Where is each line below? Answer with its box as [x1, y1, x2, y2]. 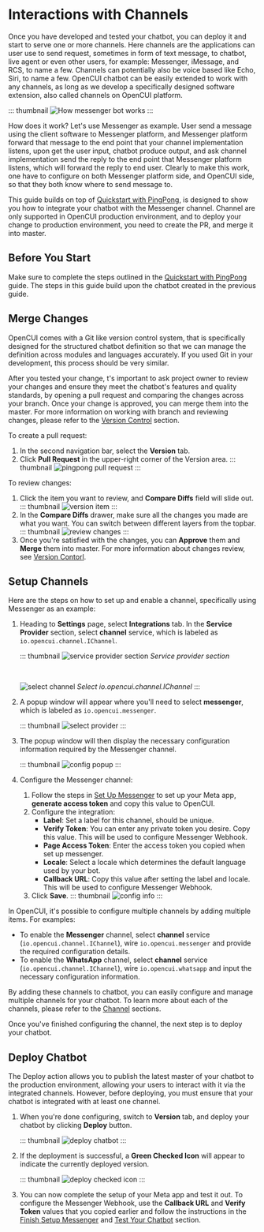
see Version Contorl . [19, 552, 87, 561]
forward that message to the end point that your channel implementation [8, 137, 244, 147]
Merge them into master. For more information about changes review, [19, 543, 246, 553]
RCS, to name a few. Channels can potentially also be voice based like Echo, [8, 65, 256, 74]
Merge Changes [8, 312, 89, 325]
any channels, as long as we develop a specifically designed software [8, 81, 235, 92]
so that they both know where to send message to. [8, 179, 173, 189]
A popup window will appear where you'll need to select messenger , [19, 697, 244, 707]
